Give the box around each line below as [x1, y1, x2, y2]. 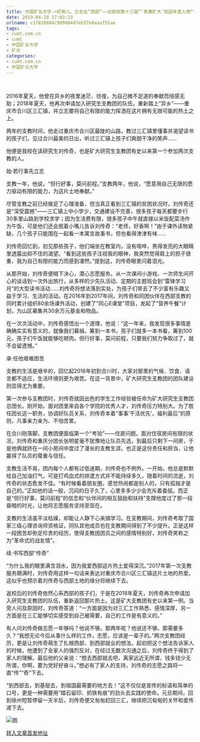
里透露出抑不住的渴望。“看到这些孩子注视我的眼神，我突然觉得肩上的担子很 [6, 250, 192, 257]
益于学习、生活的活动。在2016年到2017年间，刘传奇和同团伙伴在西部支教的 [6, 293, 192, 300]
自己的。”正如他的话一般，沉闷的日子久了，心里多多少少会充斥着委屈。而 [6, 487, 183, 494]
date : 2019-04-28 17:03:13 [6, 14, 73, 20]
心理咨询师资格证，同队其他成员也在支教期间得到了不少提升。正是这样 [21, 522, 194, 529]
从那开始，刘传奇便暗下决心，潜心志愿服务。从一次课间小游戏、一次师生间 [6, 270, 189, 277]
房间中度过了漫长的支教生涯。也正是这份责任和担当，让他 [52, 445, 194, 452]
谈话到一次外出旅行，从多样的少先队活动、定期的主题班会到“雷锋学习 [16, 278, 186, 285]
